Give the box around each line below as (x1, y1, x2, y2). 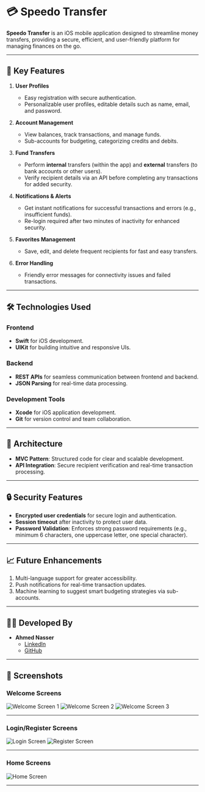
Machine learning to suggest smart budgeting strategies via (15, 587, 166, 595)
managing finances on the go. (6, 42, 82, 50)
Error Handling (15, 259, 54, 266)
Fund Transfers (15, 149, 56, 156)
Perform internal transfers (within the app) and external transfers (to (24, 160, 198, 168)
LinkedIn (24, 641, 46, 648)
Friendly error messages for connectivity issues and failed (24, 271, 171, 279)
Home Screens (6, 759, 51, 767)
